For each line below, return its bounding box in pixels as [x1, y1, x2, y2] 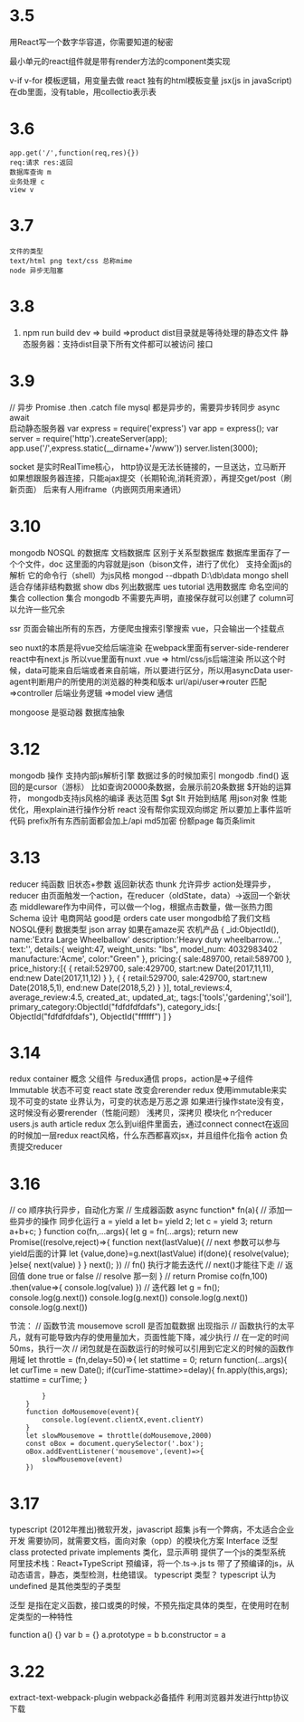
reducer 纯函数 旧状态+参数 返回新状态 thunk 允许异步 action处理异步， [9, 879, 276, 890]
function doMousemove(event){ [25, 1408, 140, 1417]
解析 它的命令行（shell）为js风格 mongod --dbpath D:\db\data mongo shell [9, 569, 290, 580]
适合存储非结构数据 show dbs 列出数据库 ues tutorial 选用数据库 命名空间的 [9, 581, 289, 592]
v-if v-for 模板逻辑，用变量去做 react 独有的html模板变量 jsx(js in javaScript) [9, 74, 292, 86]
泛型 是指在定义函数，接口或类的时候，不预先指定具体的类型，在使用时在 [9, 1600, 281, 1611]
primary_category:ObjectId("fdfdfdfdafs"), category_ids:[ [9, 1001, 221, 1012]
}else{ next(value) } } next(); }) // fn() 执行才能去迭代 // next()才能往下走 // [9, 1260, 283, 1270]
